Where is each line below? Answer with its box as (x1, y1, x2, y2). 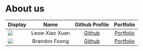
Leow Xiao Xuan (31, 29, 70, 36)
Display (8, 21, 26, 28)
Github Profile (75, 21, 110, 28)
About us (5, 3, 45, 14)
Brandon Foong (32, 37, 69, 44)
